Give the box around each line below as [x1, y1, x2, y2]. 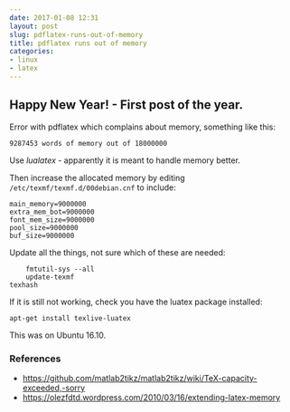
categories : [9, 47, 54, 56]
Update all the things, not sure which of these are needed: [9, 246, 226, 258]
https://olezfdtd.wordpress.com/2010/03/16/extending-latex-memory [22, 391, 281, 403]
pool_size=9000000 [9, 223, 79, 232]
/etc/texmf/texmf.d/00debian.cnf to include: [9, 182, 176, 193]
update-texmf [25, 273, 75, 282]
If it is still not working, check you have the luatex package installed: [9, 296, 263, 307]
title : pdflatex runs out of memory [9, 38, 147, 48]
